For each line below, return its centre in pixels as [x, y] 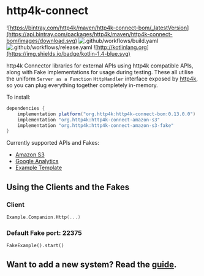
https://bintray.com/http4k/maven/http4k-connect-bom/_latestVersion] [100, 28]
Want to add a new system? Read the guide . [92, 264]
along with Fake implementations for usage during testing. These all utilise [100, 72]
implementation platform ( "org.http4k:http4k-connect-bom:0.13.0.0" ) [107, 114]
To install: [18, 97]
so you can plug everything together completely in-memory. [82, 85]
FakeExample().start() [35, 246]
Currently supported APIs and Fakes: [53, 143]
